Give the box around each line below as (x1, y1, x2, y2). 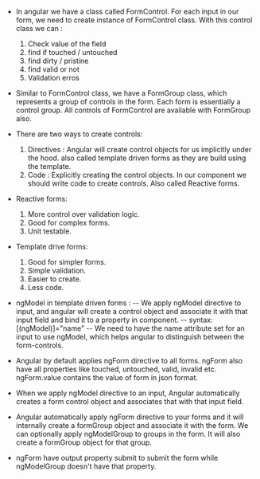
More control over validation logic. (27, 210, 141, 218)
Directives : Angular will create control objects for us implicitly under (27, 145, 252, 154)
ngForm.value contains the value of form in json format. (15, 373, 199, 382)
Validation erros (27, 73, 80, 82)
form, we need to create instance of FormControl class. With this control (15, 15, 253, 25)
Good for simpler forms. (27, 257, 107, 266)
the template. (27, 162, 72, 171)
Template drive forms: (15, 242, 88, 251)
